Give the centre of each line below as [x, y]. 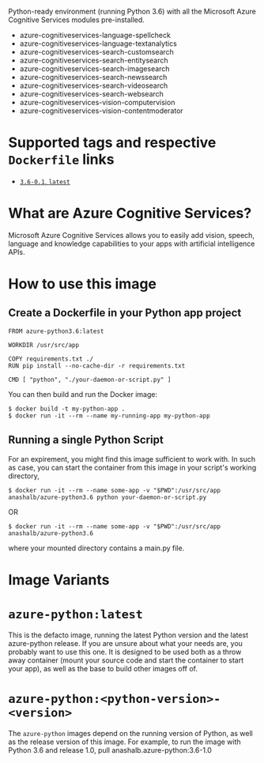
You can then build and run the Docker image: [83, 394]
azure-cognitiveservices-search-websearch [92, 94]
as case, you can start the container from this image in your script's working [132, 467]
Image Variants [59, 580]
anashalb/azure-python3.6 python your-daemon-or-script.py [107, 497]
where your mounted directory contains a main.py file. [96, 548]
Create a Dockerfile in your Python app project [125, 313]
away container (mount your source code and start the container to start [126, 660]
